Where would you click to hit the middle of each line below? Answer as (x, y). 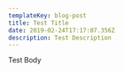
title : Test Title (38, 23)
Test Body (25, 60)
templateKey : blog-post (48, 15)
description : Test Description (60, 38)
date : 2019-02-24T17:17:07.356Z (61, 30)
